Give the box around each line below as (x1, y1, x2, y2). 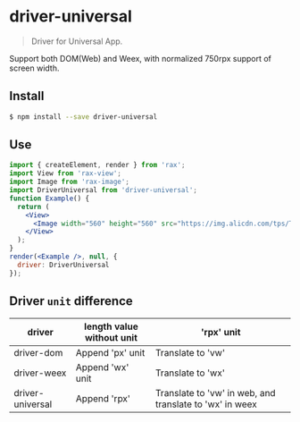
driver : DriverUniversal (17, 260, 110, 269)
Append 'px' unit (75, 346, 146, 359)
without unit (84, 331, 138, 343)
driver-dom (13, 346, 63, 359)
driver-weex (13, 367, 67, 379)
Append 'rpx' (75, 392, 131, 404)
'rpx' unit (200, 325, 241, 338)
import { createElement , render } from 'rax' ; (9, 161, 186, 170)
